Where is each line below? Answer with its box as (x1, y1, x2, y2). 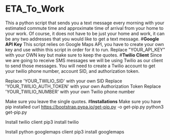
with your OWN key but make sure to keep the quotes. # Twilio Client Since (5, 52, 162, 58)
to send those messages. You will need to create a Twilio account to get (5, 63, 156, 69)
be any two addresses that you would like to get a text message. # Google (5, 36, 159, 42)
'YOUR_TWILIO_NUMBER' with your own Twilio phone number (5, 88, 135, 95)
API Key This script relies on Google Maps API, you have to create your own (5, 41, 164, 47)
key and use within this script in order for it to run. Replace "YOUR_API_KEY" (5, 46, 165, 53)
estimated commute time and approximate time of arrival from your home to (5, 25, 164, 31)
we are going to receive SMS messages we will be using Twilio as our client (5, 57, 163, 63)
